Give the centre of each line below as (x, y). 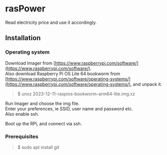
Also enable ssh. (22, 114)
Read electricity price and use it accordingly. (51, 22)
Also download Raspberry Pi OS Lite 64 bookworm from (63, 74)
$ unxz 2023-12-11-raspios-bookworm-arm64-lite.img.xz (76, 94)
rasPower (25, 9)
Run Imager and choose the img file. (42, 103)
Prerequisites (22, 136)
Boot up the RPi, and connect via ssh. (44, 123)
